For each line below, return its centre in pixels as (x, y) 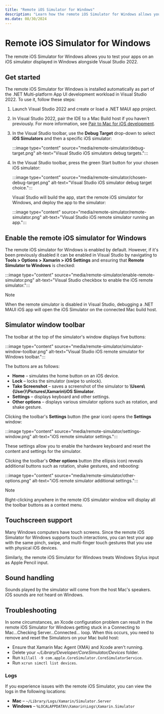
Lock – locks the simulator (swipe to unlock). (57, 381)
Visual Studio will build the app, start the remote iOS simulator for (78, 197)
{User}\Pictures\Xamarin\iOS (42, 391)
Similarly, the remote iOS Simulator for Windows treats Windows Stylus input (82, 557)
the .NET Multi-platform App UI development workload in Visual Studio (76, 94)
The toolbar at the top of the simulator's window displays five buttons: (75, 337)
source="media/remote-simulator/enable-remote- (105, 275)
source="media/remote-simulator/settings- (98, 431)
